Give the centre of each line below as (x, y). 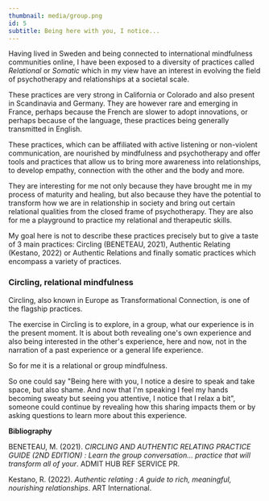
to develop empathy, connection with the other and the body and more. (126, 171)
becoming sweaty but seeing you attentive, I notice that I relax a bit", (122, 398)
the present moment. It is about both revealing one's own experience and (130, 333)
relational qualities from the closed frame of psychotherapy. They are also (131, 212)
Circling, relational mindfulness (71, 283)
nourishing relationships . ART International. (80, 487)
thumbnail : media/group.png (56, 16)
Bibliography (30, 431)
